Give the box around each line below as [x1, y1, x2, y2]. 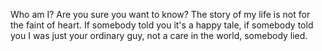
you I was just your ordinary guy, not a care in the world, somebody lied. [10, 30, 308, 41]
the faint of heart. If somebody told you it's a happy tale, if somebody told [10, 19, 314, 31]
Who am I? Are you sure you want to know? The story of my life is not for [10, 9, 311, 20]
